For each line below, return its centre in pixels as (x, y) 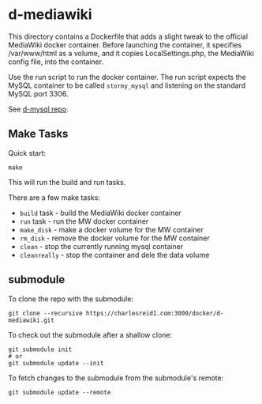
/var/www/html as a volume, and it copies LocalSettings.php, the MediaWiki (131, 53)
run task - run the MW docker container (84, 221)
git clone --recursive (45, 313)
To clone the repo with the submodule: (71, 299)
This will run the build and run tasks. (67, 182)
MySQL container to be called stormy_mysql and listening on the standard (127, 85)
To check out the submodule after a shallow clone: (90, 334)
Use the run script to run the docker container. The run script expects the (127, 77)
